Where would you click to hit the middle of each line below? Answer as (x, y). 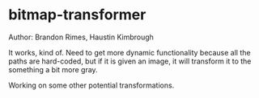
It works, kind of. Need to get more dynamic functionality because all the (129, 52)
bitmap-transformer (77, 15)
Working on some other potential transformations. (91, 85)
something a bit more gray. (53, 69)
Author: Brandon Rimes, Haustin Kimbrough (81, 37)
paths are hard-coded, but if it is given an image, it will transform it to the (130, 61)
